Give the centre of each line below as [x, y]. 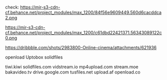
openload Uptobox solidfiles [34, 57]
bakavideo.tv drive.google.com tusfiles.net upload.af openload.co [73, 72]
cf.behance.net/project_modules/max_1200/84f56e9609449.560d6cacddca [83, 12]
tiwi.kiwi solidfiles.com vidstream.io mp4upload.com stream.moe [72, 67]
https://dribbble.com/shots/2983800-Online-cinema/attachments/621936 [81, 47]
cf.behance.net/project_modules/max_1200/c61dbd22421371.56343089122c [83, 33]
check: [12, 7]
